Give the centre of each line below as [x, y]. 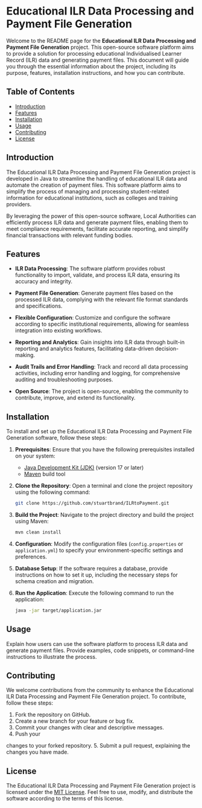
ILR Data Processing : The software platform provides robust [90, 269]
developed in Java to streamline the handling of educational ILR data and [97, 178]
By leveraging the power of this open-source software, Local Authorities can [101, 216]
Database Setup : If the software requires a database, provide [91, 568]
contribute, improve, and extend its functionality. [75, 398]
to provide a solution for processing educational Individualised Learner [94, 53]
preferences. [31, 557]
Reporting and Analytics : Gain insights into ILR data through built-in [100, 342]
